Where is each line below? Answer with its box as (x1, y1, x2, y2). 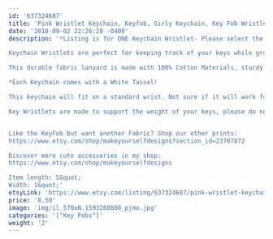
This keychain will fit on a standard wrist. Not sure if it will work (8, 93, 256, 101)
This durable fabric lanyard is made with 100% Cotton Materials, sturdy (8, 64, 264, 72)
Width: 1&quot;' (8, 181, 63, 190)
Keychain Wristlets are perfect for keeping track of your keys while (8, 49, 253, 58)
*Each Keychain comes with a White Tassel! (8, 79, 158, 87)
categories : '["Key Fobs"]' (8, 211, 104, 220)
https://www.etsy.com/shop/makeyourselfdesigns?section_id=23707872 (8, 137, 245, 145)
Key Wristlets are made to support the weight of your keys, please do (8, 107, 256, 116)
